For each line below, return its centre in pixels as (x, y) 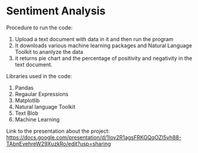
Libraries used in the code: (39, 76)
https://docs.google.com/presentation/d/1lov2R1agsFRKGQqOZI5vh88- (94, 137)
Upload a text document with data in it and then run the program (94, 39)
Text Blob (27, 113)
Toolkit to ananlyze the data (49, 51)
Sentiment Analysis (56, 11)
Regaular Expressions (42, 94)
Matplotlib (27, 100)
